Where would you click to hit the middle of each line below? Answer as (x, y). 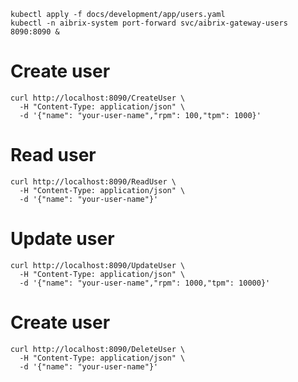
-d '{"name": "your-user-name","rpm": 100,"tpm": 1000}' (140, 115)
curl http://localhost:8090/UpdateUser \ (98, 265)
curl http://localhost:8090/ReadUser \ (93, 181)
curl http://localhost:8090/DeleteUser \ (98, 349)
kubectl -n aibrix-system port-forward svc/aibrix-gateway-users (149, 23)
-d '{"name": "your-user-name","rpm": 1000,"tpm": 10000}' (145, 283)
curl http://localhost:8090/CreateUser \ (98, 98)
